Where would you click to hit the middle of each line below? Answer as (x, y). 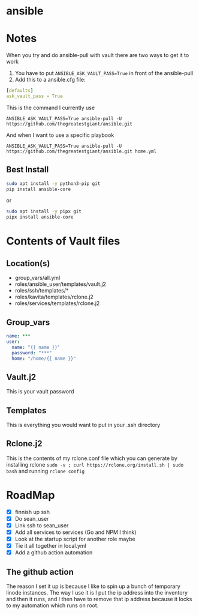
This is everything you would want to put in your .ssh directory (83, 425)
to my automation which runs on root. (52, 605)
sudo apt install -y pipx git (44, 211)
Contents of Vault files (63, 241)
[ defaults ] (20, 91)
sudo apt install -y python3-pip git (53, 183)
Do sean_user (32, 518)
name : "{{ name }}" (36, 347)
